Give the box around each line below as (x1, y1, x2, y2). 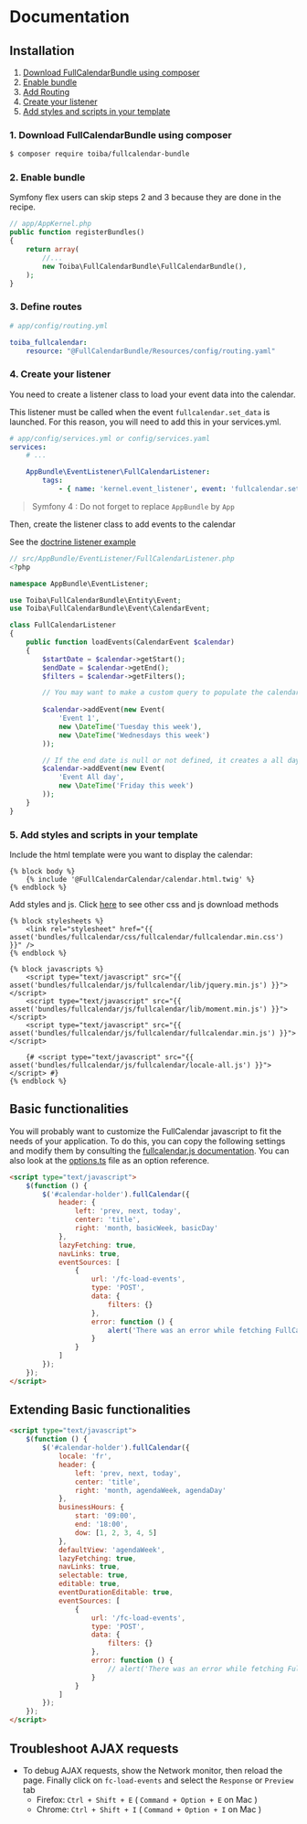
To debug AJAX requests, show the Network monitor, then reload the (22, 1765, 283, 1776)
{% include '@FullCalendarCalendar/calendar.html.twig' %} (26, 874, 256, 884)
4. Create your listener (9, 368, 111, 381)
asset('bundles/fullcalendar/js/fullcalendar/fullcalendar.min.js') (9, 1028, 276, 1037)
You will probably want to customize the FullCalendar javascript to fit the (9, 1125, 281, 1136)
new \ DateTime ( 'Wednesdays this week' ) (58, 730, 210, 740)
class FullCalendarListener (9, 620, 117, 630)
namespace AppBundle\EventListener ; (9, 579, 149, 588)
